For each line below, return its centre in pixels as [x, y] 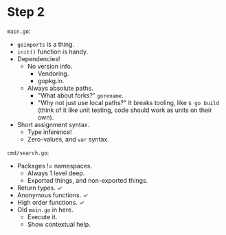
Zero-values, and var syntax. [68, 139]
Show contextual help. [59, 224]
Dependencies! [38, 58]
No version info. [50, 66]
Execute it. [42, 216]
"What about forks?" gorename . [80, 95]
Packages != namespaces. [55, 166]
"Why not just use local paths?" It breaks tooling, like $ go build [128, 102]
